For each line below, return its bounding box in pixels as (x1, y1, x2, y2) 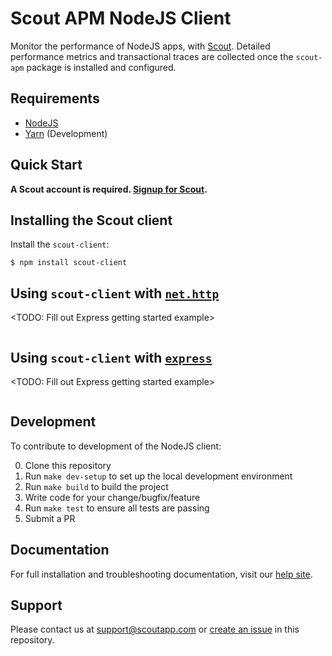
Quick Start (10, 157, 83, 174)
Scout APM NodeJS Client (10, 7, 232, 30)
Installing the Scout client (10, 212, 173, 229)
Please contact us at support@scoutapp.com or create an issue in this (10, 623, 300, 636)
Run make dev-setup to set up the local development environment (24, 470, 293, 482)
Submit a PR (24, 512, 76, 524)
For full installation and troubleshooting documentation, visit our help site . (10, 568, 313, 580)
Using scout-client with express (10, 349, 213, 366)
